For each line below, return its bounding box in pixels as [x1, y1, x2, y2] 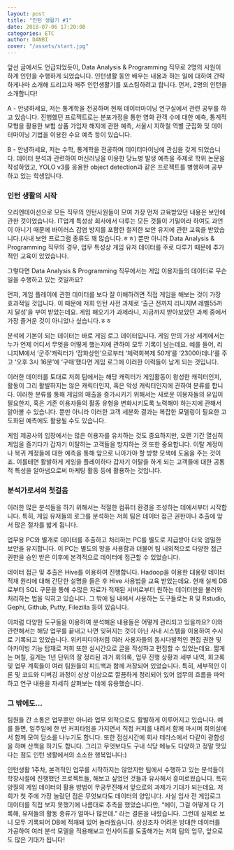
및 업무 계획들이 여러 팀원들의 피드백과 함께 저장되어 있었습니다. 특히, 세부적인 [7, 662, 220, 670]
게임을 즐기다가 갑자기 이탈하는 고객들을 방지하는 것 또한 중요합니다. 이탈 [7, 440, 205, 448]
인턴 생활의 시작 [7, 191, 57, 200]
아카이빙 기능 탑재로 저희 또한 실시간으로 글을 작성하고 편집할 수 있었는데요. [7, 644, 212, 652]
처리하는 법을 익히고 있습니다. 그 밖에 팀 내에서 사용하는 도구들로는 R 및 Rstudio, [7, 594, 226, 603]
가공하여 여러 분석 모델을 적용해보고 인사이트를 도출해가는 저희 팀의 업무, [7, 826, 205, 835]
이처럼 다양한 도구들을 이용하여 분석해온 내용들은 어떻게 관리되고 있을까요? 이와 [7, 617, 224, 626]
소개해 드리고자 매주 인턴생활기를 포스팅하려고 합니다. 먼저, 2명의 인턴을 [31, 81, 227, 88]
